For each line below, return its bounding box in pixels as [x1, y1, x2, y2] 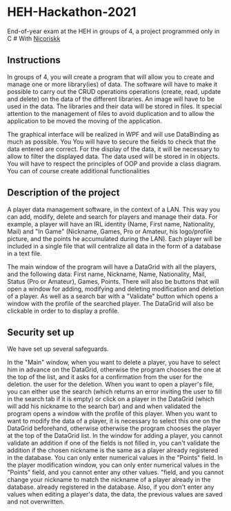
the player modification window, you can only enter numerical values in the [7, 461, 220, 470]
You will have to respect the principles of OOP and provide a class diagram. [7, 160, 222, 168]
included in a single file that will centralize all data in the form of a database [7, 242, 221, 250]
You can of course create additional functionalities [7, 166, 150, 175]
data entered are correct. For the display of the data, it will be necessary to [7, 144, 220, 153]
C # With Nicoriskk [7, 34, 61, 42]
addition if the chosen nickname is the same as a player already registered [7, 446, 219, 454]
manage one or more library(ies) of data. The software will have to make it [7, 80, 218, 88]
